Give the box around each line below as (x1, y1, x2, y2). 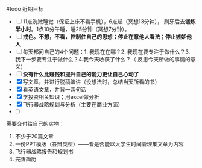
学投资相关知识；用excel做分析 (22, 93, 99, 101)
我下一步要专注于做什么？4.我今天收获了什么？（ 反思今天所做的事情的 (14, 56, 191, 63)
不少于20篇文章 (14, 133, 54, 140)
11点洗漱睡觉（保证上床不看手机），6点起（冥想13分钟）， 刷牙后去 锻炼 (22, 18, 196, 25)
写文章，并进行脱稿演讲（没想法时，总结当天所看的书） (22, 78, 160, 86)
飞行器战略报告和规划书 (14, 148, 74, 155)
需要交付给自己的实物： (6, 120, 65, 127)
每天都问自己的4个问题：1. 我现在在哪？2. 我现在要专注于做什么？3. (22, 48, 191, 55)
